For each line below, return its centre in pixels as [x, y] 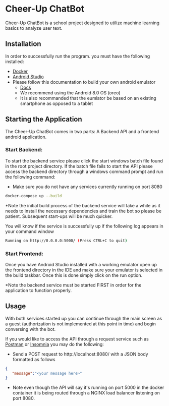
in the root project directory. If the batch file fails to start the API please [79, 166]
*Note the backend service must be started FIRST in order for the [73, 285]
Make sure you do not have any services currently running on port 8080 [87, 187]
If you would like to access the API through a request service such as [77, 339]
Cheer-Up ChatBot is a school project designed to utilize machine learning [82, 23]
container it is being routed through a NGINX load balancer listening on [86, 393]
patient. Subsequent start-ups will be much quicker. [59, 216]
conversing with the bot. [31, 329]
